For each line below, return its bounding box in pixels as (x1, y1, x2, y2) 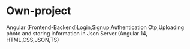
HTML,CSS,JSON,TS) (6, 36, 59, 43)
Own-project (6, 4, 71, 18)
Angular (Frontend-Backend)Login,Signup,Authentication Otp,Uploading (6, 24, 185, 31)
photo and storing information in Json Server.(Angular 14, (6, 30, 148, 37)
